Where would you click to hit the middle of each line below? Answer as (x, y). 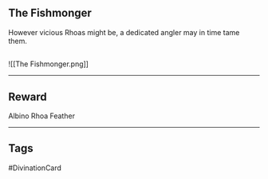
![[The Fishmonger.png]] (49, 64)
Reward (28, 96)
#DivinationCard (35, 168)
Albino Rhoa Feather (42, 116)
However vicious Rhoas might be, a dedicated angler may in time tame (124, 32)
